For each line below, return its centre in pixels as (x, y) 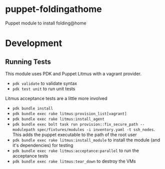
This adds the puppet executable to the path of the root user (74, 134)
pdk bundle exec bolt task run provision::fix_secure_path (75, 124)
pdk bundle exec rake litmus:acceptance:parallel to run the (75, 150)
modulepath (24, 129)
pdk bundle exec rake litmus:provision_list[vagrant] (69, 113)
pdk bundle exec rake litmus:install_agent (58, 119)
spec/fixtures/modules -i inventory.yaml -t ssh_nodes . (96, 129)
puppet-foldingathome (54, 9)
